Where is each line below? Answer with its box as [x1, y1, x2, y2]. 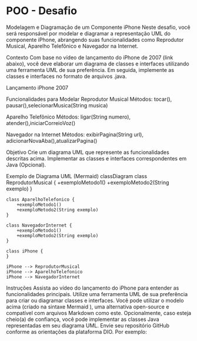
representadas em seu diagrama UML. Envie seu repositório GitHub [6, 322, 169, 329]
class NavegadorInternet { [6, 222, 72, 228]
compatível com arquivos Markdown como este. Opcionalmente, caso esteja [6, 309, 192, 316]
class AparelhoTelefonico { [6, 196, 75, 202]
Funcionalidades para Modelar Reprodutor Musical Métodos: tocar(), [6, 96, 172, 103]
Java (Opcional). [6, 161, 46, 168]
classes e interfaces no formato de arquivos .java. [6, 73, 127, 80]
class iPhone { [6, 248, 44, 254]
